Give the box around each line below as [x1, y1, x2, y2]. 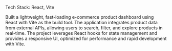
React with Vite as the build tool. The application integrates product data [5, 20, 158, 25]
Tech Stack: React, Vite [5, 5, 55, 10]
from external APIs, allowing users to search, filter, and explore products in [5, 25, 163, 31]
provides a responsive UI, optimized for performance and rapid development [5, 35, 167, 41]
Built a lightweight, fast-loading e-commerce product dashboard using [5, 14, 154, 20]
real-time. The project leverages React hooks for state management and [5, 30, 158, 36]
